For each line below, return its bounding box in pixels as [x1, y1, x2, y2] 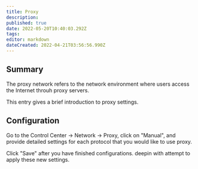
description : [6, 14, 39, 20]
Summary [6, 64, 44, 75]
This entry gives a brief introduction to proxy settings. [6, 98, 139, 105]
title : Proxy [6, 8, 39, 15]
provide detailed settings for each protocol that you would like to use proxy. [6, 138, 193, 145]
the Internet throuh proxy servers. [6, 86, 90, 93]
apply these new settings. [6, 156, 70, 163]
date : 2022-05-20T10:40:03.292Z [6, 25, 87, 32]
